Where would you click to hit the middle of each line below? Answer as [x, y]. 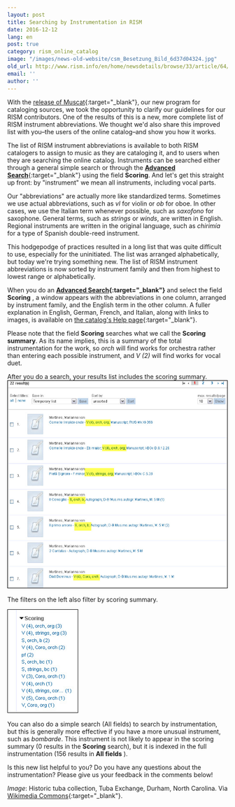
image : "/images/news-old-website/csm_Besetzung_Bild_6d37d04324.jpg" [112, 59]
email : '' [22, 73]
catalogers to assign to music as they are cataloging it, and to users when [114, 152]
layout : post [26, 15]
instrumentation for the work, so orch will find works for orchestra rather [112, 348]
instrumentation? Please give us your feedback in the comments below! [110, 774]
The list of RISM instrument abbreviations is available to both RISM [103, 145]
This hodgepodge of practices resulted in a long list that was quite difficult [114, 247]
